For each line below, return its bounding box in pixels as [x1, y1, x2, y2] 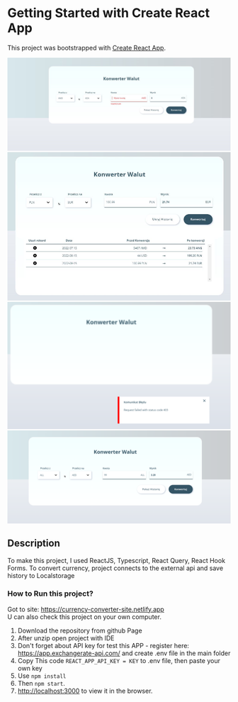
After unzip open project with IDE [17, 633, 115, 642]
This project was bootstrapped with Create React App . [7, 43, 166, 52]
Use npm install [17, 672, 67, 680]
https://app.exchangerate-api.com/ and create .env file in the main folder [17, 649, 231, 657]
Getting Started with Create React [7, 5, 210, 21]
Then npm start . [17, 679, 65, 687]
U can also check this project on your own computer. [7, 612, 161, 621]
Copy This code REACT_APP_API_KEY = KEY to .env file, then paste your [17, 656, 221, 664]
